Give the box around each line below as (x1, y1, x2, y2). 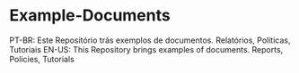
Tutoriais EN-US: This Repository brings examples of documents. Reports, (9, 44, 284, 54)
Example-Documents (9, 5, 171, 26)
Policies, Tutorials (9, 53, 75, 64)
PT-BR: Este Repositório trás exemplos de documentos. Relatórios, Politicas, (9, 35, 291, 45)
